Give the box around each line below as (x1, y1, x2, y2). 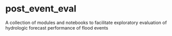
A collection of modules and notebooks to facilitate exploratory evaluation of (5, 19, 167, 25)
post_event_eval (5, 3, 77, 14)
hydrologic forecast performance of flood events (5, 24, 109, 30)
